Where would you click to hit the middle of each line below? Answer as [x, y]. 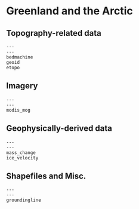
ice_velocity [22, 158]
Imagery [22, 86]
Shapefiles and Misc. [46, 176]
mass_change [21, 153]
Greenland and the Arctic [69, 11]
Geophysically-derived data [59, 129]
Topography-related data [54, 33]
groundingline [24, 200]
